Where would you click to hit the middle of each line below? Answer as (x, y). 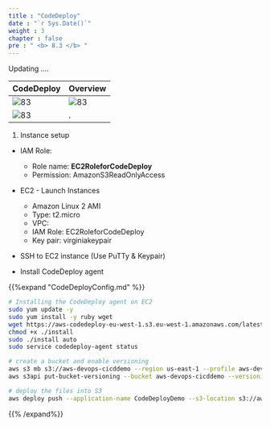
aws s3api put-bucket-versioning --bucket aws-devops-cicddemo (117, 376)
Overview (87, 89)
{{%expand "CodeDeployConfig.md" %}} (77, 288)
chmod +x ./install (41, 332)
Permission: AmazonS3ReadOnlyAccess (98, 175)
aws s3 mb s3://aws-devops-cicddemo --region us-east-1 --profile (122, 369)
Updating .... (29, 68)
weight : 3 (27, 31)
